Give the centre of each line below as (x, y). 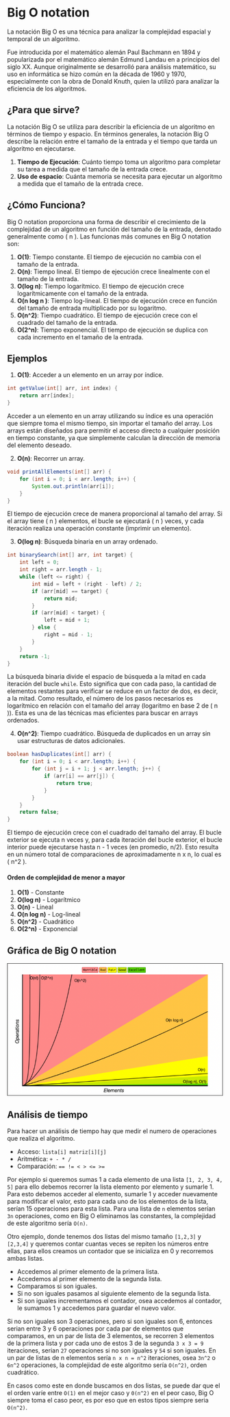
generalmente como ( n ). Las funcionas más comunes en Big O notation (109, 236)
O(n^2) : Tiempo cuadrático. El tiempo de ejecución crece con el (107, 315)
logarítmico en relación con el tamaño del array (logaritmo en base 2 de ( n (113, 706)
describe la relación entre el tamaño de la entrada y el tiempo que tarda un (112, 141)
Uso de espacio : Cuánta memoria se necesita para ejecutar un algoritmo (119, 176)
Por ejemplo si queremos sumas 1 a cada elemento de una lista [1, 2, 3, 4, (115, 1180)
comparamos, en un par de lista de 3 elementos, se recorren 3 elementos (111, 1336)
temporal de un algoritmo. (43, 38)
